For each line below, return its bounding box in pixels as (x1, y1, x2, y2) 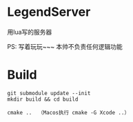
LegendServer (7, 4, 91, 20)
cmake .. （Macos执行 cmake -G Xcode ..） (7, 109, 130, 116)
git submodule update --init (7, 90, 91, 96)
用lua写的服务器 (7, 28, 52, 36)
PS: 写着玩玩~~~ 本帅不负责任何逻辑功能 (7, 42, 123, 50)
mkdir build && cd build (7, 96, 79, 103)
